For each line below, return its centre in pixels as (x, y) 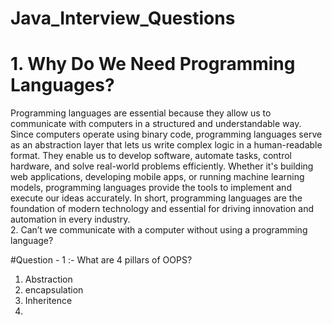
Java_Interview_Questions (123, 18)
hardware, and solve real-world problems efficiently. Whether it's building (162, 166)
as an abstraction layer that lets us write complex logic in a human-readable (166, 145)
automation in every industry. (70, 219)
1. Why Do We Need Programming (153, 64)
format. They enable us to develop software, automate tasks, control (151, 156)
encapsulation (54, 290)
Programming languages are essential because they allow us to (141, 113)
